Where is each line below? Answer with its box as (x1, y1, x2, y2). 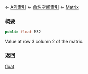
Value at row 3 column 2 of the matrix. (5, 39, 84, 45)
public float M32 (5, 29, 41, 35)
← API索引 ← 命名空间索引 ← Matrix (5, 4, 79, 10)
